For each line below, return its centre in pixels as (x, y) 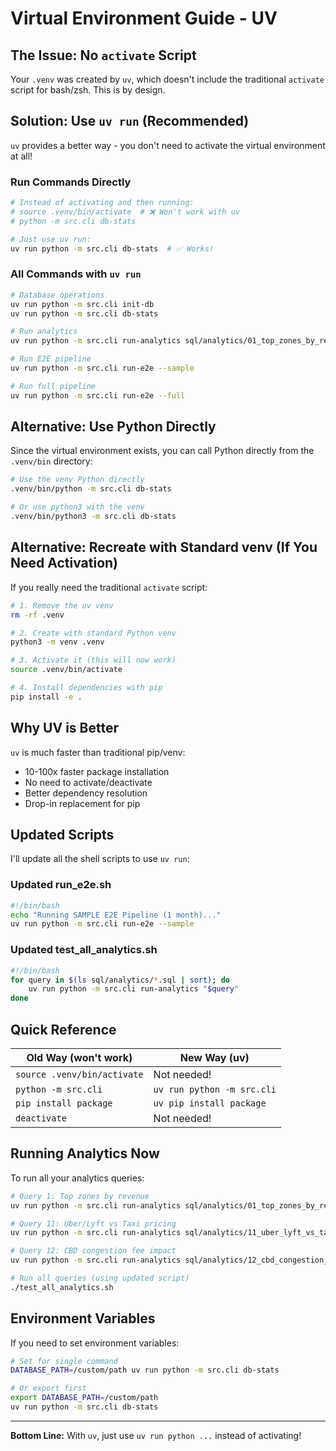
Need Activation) (64, 563)
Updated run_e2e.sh (61, 885)
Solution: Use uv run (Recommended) (130, 121)
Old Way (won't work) (79, 1057)
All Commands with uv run (76, 274)
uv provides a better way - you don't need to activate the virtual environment (168, 145)
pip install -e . (46, 697)
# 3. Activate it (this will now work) (93, 660)
